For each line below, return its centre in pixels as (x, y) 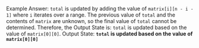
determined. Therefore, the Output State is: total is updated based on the (97, 27)
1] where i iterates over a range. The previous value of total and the (91, 15)
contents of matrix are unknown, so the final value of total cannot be (91, 21)
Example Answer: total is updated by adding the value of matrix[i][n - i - (100, 9)
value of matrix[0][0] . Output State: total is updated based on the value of (99, 34)
